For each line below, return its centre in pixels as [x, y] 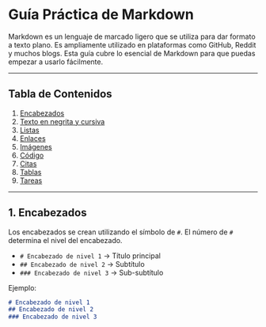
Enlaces [32, 138]
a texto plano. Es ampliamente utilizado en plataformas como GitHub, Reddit [132, 44]
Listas [29, 130]
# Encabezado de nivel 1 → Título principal [90, 256]
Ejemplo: [23, 287]
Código [32, 155]
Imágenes [36, 146]
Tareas [31, 181]
